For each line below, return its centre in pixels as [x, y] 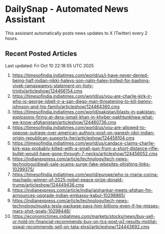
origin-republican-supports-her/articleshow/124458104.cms [73, 138]
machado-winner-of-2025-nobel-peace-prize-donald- [68, 179]
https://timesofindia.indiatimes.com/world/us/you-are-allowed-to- [79, 127]
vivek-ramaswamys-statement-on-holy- [53, 86]
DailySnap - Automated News [67, 9]
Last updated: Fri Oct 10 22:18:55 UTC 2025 [49, 65]
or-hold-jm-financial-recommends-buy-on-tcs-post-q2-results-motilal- [85, 221]
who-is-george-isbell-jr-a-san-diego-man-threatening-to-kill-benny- [82, 101]
